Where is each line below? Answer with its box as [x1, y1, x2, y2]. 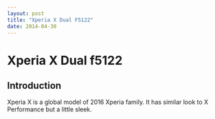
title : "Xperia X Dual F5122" [7, 17, 94, 23]
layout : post [7, 10, 45, 17]
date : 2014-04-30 [7, 23, 57, 30]
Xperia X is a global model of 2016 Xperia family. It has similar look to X [7, 98, 209, 107]
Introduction [7, 80, 62, 91]
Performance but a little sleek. [7, 105, 93, 113]
